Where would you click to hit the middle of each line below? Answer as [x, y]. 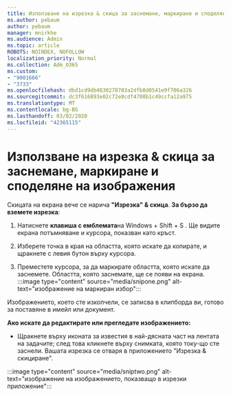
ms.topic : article [33, 45]
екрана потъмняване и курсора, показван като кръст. [97, 233]
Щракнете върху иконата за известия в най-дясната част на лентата [118, 336]
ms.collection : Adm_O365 [43, 65]
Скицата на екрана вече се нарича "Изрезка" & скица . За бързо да [108, 205]
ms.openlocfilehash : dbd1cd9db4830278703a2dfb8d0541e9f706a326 [100, 90]
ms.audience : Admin [35, 39]
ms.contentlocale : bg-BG [43, 110]
